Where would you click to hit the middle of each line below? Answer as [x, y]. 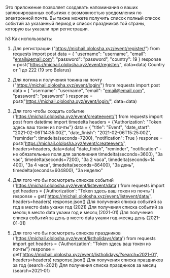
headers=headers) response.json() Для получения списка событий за [87, 202]
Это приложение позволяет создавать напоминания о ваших [72, 7]
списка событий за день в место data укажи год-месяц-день [79, 218]
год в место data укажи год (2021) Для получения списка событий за [88, 207]
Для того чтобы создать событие [48, 111]
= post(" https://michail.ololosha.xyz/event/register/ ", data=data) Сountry [89, 65]
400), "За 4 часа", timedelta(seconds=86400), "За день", [73, 165]
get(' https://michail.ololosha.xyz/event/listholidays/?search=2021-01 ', [85, 254]
